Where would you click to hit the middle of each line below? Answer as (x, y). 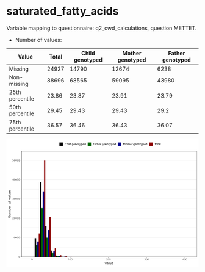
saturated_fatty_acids (63, 11)
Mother (132, 54)
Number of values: (38, 40)
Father (177, 54)
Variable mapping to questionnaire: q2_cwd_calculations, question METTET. (102, 28)
